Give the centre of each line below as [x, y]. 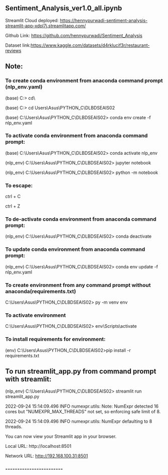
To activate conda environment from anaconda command [76, 136]
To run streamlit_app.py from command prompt [81, 371]
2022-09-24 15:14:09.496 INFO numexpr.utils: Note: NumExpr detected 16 [82, 406]
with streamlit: [28, 379]
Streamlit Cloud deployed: [32, 20]
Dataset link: [18, 45]
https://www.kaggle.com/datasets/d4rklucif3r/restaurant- [90, 45]
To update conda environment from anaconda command [75, 249]
